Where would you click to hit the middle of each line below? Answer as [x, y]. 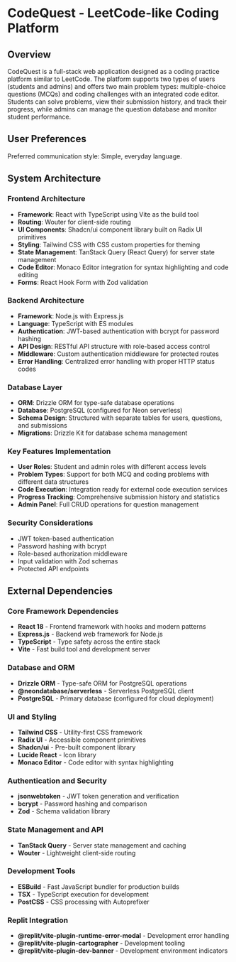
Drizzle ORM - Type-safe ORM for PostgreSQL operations [102, 683]
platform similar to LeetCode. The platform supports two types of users [111, 79]
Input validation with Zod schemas [68, 561]
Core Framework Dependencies [63, 611]
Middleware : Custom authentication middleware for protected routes [118, 354]
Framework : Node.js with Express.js [71, 316]
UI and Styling [32, 717]
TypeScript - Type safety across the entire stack [89, 642]
